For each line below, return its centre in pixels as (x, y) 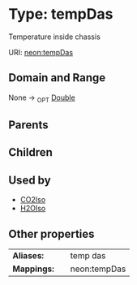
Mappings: (34, 269)
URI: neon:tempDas (41, 52)
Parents (28, 125)
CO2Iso (33, 200)
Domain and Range (57, 78)
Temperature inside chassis (55, 37)
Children (30, 152)
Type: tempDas (61, 14)
